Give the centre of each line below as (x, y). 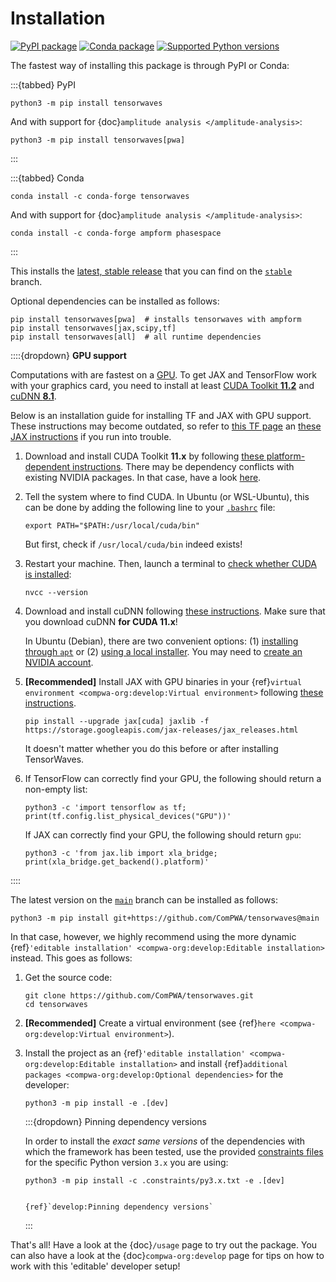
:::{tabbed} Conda (47, 178)
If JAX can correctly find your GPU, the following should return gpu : (163, 834)
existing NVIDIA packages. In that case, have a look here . (143, 477)
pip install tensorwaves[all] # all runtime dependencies (136, 337)
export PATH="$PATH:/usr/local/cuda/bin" (112, 525)
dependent (47, 466)
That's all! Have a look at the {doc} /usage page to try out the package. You (164, 1244)
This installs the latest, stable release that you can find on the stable (151, 271)
